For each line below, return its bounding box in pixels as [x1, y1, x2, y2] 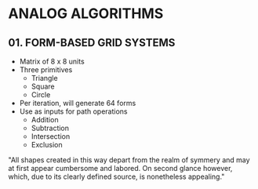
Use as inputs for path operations [19, 107, 128, 116]
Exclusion [31, 140, 63, 149]
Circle [31, 90, 51, 99]
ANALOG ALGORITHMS [8, 5, 164, 23]
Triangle [31, 74, 58, 82]
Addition [31, 115, 59, 124]
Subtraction [31, 123, 69, 133]
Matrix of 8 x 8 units [19, 56, 85, 66]
